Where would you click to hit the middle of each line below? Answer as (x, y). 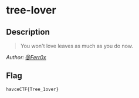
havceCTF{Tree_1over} (33, 89)
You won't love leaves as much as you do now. (77, 46)
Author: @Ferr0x (26, 57)
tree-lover (31, 10)
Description (28, 32)
